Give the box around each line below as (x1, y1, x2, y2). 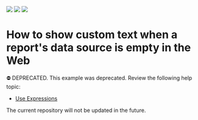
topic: (6, 83, 21, 90)
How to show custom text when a (6, 28, 178, 42)
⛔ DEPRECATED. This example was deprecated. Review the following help (6, 74, 193, 82)
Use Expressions (15, 94, 58, 102)
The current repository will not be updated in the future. (6, 107, 146, 114)
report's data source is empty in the (6, 41, 191, 55)
